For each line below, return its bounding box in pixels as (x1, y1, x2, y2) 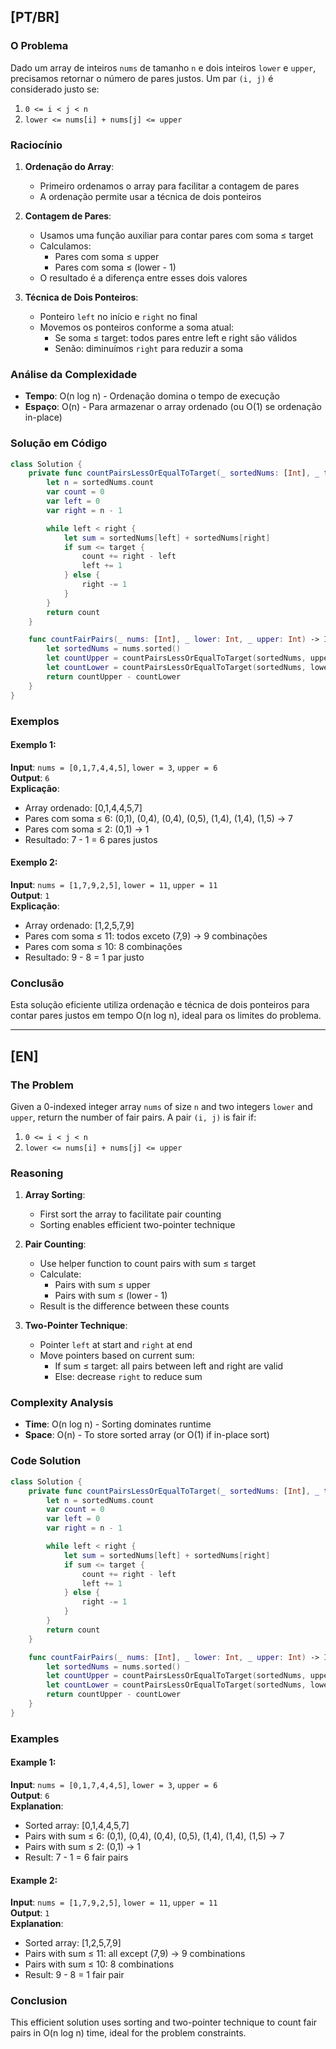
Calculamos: (39, 240, 92, 252)
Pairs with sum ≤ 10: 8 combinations (24, 1958, 175, 1970)
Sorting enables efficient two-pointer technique (39, 1219, 236, 1231)
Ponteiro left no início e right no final (39, 310, 198, 322)
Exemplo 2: (10, 856, 58, 869)
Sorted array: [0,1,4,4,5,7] (24, 1819, 130, 1831)
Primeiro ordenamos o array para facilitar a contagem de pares (39, 180, 300, 192)
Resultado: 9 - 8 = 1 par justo (24, 951, 145, 963)
